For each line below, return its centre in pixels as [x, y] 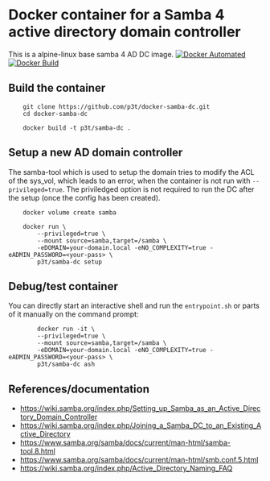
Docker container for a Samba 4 [117, 15]
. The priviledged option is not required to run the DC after [158, 189]
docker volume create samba [70, 212]
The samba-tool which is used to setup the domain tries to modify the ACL [131, 172]
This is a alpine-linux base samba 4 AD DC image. [91, 54]
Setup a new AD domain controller [96, 153]
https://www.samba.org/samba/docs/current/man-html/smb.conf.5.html [139, 460]
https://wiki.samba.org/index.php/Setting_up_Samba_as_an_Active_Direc [140, 408]
